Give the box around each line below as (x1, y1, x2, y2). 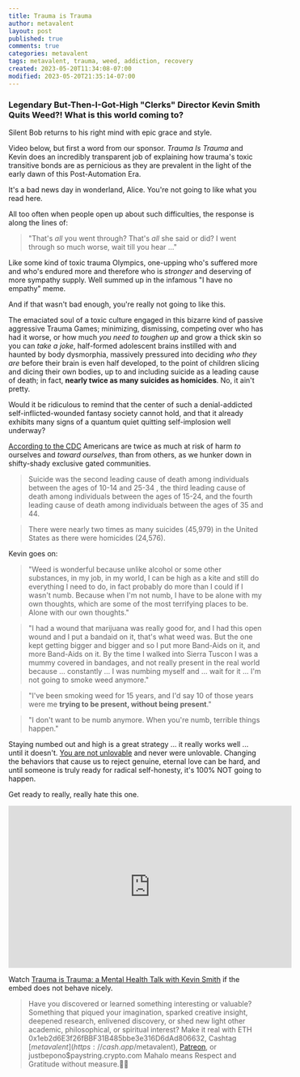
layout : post (8, 27, 53, 35)
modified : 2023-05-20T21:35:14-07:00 (8, 72, 136, 80)
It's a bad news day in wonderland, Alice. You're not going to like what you (8, 184, 257, 195)
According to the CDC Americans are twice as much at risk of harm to (8, 441, 241, 451)
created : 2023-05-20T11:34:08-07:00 (8, 65, 132, 73)
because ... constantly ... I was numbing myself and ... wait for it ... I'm (27, 666, 261, 676)
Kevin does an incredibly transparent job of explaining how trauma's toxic (8, 152, 253, 161)
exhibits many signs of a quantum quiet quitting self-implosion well (8, 417, 231, 427)
